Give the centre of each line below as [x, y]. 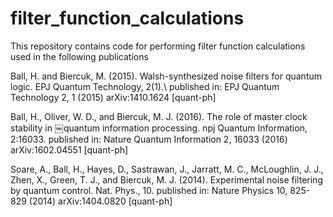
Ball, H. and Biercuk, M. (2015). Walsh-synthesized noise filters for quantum [166, 76]
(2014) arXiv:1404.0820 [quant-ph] [100, 201]
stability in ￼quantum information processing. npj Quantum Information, [159, 128]
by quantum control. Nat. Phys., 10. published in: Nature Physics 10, [149, 190]
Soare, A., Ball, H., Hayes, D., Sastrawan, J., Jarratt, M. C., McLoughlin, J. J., [167, 169]
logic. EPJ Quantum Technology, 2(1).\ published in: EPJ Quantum [145, 86]
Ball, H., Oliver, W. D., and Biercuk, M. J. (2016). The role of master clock [159, 116]
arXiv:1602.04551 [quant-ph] [69, 149]
